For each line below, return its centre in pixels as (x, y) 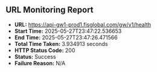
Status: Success (35, 56)
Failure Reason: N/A (40, 63)
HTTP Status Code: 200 (45, 50)
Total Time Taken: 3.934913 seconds (61, 44)
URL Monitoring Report (50, 10)
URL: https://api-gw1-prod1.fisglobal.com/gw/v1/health (83, 24)
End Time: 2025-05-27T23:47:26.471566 (66, 37)
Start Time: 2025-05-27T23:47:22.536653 (68, 31)
